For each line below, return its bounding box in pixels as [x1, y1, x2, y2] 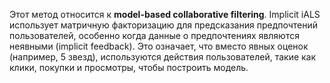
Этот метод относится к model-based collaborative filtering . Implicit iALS [9, 9, 321, 20]
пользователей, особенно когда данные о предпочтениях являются [9, 30, 300, 41]
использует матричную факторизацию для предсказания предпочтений [9, 19, 319, 31]
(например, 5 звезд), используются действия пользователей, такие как [9, 51, 317, 63]
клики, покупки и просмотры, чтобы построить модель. [9, 62, 249, 73]
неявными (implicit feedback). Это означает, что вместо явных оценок [9, 40, 309, 52]
